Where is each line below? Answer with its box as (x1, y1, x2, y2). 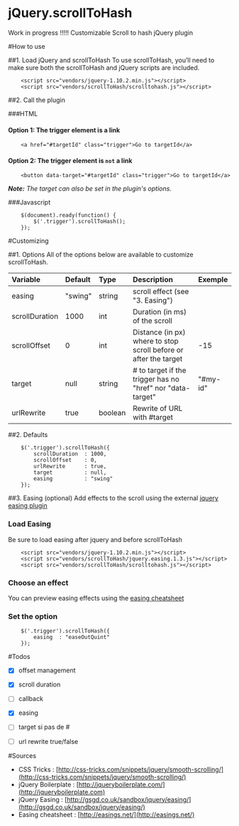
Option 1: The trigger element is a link (8, 125, 121, 134)
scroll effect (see (133, 287, 189, 297)
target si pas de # (18, 723, 70, 731)
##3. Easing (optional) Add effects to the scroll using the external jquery (8, 494, 219, 502)
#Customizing (8, 237, 49, 245)
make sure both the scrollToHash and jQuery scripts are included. (8, 63, 200, 72)
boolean (99, 408, 126, 418)
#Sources (8, 751, 37, 759)
